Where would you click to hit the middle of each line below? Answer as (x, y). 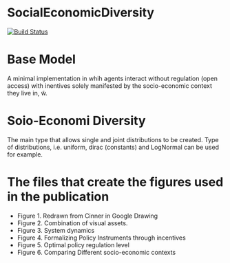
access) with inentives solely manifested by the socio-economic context (109, 85)
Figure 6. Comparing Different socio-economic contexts (96, 252)
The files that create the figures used (115, 182)
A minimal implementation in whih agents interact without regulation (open (113, 78)
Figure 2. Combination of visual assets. (72, 223)
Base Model (41, 59)
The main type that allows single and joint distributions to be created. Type (113, 139)
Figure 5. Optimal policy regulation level (73, 244)
